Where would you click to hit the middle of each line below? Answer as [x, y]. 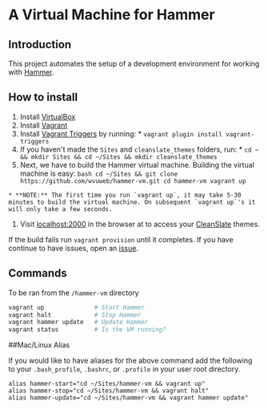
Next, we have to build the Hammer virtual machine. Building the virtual [137, 164]
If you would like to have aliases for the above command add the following [130, 361]
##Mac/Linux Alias [39, 345]
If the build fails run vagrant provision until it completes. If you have [121, 239]
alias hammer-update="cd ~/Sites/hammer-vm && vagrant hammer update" [128, 398]
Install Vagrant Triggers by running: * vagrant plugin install [121, 133]
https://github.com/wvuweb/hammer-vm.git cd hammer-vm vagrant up [133, 181]
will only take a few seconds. [60, 209]
